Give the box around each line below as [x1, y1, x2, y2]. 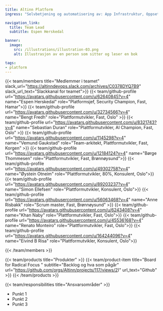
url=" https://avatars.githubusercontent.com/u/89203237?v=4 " [5, 181, 130, 187]
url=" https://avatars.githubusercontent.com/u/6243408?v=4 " [19, 207, 142, 213]
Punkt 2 [12, 296, 28, 302]
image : [9, 43, 23, 48]
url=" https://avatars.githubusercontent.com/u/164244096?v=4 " [5, 233, 132, 239]
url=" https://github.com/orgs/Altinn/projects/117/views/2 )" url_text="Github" [5, 267, 157, 273]
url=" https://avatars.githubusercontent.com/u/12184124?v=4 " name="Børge [5, 150, 157, 156]
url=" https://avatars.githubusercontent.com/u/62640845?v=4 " [5, 94, 131, 99]
